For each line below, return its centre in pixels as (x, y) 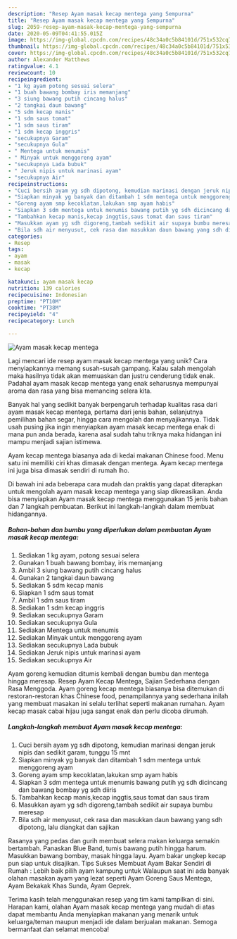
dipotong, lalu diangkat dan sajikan (69, 827)
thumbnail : (24, 46)
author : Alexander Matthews (49, 60)
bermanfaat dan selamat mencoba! (59, 929)
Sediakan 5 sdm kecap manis (61, 585)
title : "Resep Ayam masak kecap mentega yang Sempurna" (91, 20)
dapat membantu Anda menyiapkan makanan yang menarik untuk (103, 914)
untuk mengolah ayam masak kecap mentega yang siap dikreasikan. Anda (115, 491)
